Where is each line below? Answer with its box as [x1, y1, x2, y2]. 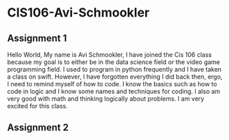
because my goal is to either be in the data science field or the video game [7, 58, 220, 66]
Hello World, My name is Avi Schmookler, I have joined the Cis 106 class [7, 50, 212, 59]
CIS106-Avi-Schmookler [7, 5, 150, 21]
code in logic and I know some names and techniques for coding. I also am [7, 88, 221, 95]
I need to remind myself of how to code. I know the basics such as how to [7, 80, 217, 88]
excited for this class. [7, 102, 68, 110]
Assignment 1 [7, 32, 67, 44]
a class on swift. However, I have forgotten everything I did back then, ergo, [7, 72, 223, 81]
